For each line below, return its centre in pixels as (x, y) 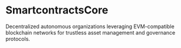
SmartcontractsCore (57, 10)
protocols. (18, 39)
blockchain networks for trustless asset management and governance (90, 32)
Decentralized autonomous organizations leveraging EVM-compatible (90, 26)
